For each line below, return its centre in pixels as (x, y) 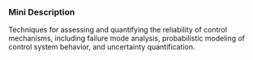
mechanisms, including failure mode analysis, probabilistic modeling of (127, 38)
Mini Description (42, 12)
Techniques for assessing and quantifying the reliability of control (118, 30)
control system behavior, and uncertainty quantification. (102, 47)
